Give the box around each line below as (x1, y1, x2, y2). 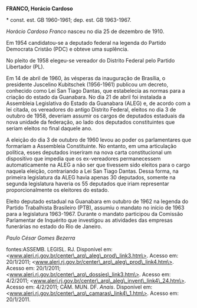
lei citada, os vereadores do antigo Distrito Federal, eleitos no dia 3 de (6, 106, 176, 113)
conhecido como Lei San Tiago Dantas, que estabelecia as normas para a (6, 87, 185, 94)
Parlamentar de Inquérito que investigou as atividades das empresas (6, 217, 173, 224)
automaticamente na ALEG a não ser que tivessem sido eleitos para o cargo (6, 162, 191, 168)
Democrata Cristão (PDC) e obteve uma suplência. (6, 45, 129, 53)
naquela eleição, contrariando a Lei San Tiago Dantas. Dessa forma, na (6, 168, 179, 175)
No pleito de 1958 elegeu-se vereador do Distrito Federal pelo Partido (6, 57, 175, 64)
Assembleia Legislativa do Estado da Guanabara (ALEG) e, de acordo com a (6, 100, 191, 107)
